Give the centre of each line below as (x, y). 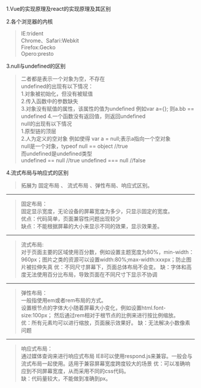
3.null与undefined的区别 (36, 66)
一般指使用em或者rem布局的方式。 (63, 300)
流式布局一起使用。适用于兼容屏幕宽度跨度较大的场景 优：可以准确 (103, 363)
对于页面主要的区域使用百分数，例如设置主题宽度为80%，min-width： (107, 252)
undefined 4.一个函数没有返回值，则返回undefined (83, 116)
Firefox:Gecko (38, 47)
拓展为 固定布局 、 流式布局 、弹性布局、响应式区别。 (87, 185)
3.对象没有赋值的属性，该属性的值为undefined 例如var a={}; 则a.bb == (107, 109)
